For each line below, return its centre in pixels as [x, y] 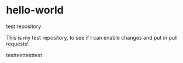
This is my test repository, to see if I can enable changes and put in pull [92, 37]
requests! [18, 44]
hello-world [35, 10]
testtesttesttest [24, 55]
